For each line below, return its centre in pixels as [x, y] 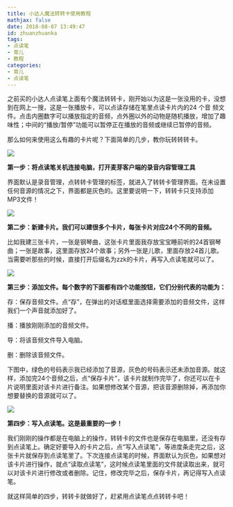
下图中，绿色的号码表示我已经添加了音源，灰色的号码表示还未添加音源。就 [113, 369]
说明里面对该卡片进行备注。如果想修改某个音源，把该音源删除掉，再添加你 [119, 387]
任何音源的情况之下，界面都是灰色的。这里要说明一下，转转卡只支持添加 [110, 191]
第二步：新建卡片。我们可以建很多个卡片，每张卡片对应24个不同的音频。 [112, 227]
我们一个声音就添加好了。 [44, 310]
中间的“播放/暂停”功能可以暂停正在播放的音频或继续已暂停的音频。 [120, 125]
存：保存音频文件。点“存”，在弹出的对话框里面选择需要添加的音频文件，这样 [116, 302]
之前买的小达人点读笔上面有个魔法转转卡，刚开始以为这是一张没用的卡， [110, 99]
